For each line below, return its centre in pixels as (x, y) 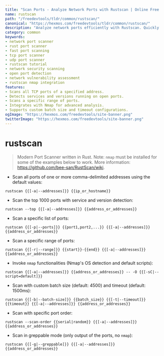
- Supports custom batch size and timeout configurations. (67, 110)
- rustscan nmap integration (35, 82)
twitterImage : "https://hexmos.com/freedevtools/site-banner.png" (74, 119)
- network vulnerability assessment (42, 78)
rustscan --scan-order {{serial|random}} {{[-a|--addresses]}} (71, 322)
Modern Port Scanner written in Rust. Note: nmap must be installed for (87, 157)
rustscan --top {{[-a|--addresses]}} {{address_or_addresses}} (71, 209)
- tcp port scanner (25, 55)
